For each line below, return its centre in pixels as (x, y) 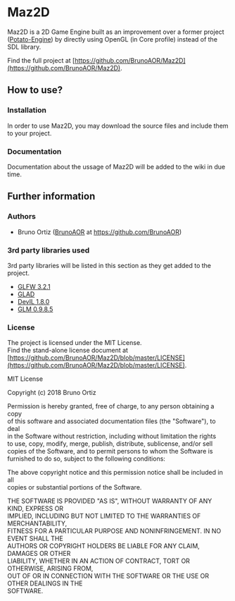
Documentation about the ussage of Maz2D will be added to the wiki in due (116, 166)
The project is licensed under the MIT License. (75, 343)
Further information (51, 196)
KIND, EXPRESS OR (36, 509)
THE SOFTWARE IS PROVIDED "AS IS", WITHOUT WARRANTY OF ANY (110, 501)
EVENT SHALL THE (35, 539)
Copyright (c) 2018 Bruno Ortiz (52, 393)
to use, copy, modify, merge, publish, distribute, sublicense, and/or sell (110, 444)
